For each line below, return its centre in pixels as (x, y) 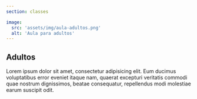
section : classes (27, 11)
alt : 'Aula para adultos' (43, 33)
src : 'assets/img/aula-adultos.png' (56, 28)
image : (14, 22)
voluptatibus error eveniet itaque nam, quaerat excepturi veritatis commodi (97, 78)
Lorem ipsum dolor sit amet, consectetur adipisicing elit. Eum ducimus (91, 71)
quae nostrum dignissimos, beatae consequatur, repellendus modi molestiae (98, 84)
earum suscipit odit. (30, 90)
